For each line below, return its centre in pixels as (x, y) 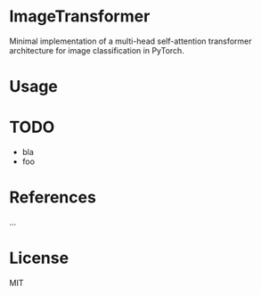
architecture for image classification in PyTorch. (97, 50)
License (39, 258)
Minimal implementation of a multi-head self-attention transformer (130, 41)
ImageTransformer (80, 16)
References (53, 197)
